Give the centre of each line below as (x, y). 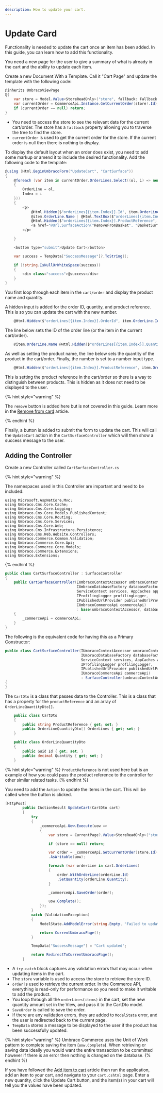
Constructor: (18, 642)
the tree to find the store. (37, 132)
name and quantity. (24, 298)
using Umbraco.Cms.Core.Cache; (37, 504)
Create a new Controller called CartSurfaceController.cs (62, 467)
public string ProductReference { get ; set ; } (70, 724)
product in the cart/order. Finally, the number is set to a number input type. (80, 359)
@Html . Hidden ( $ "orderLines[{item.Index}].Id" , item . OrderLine (95, 212)
